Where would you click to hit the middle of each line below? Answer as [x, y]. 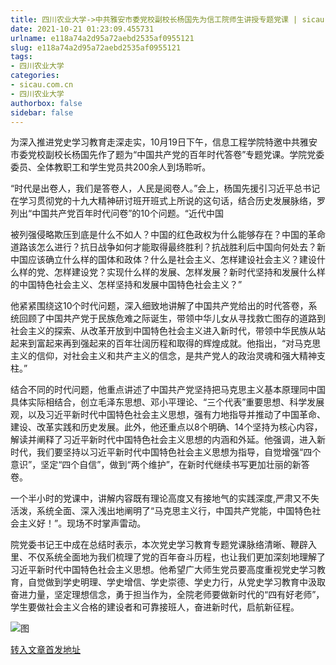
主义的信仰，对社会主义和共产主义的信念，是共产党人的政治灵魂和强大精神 [163, 356]
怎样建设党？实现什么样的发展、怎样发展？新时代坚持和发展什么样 [189, 272]
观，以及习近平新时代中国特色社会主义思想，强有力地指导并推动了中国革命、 [168, 415]
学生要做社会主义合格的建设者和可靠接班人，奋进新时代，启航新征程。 [155, 607]
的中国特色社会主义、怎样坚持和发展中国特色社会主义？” [126, 285]
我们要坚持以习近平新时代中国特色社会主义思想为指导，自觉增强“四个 [179, 452]
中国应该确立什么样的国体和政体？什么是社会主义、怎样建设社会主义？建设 [163, 260]
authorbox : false [46, 103]
